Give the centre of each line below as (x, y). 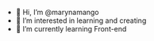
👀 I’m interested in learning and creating (81, 20)
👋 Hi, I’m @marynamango (57, 12)
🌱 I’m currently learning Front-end (71, 29)
